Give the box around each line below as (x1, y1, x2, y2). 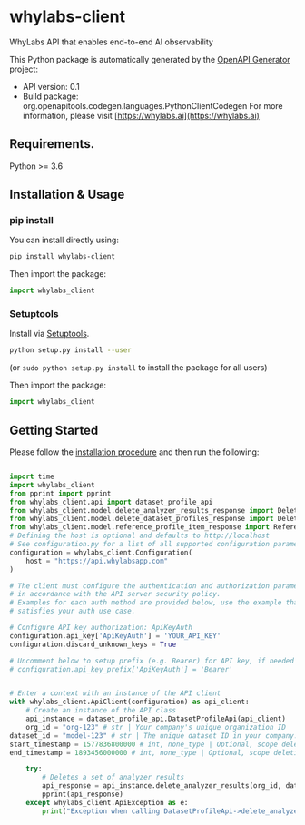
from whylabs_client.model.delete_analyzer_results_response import (9, 506, 274, 515)
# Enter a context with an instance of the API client (9, 689, 221, 698)
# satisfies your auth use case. (9, 606, 136, 616)
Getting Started (9, 422, 99, 437)
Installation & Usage (9, 187, 125, 202)
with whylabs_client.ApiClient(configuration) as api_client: (9, 697, 250, 707)
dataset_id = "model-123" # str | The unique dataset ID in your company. (9, 731, 299, 741)
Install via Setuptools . (9, 329, 90, 339)
